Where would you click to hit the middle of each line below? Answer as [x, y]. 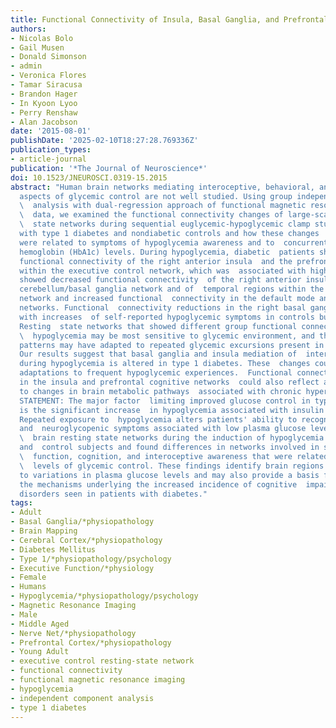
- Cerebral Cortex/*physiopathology [86, 540]
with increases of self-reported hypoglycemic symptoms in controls [167, 317]
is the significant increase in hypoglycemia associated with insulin [172, 410]
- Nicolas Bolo [42, 38]
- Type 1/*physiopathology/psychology [91, 559]
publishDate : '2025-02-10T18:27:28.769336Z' [104, 141]
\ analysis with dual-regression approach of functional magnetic [163, 206]
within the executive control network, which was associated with [163, 271]
